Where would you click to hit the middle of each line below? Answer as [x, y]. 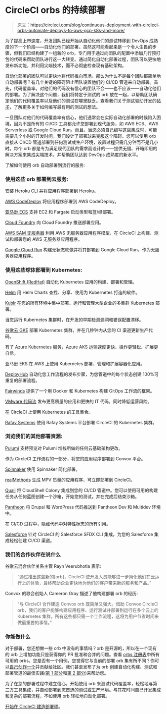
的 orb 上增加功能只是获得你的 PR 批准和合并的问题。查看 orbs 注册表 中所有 [82, 655]
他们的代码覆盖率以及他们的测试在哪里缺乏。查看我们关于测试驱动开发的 [83, 101]
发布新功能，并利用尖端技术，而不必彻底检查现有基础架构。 [66, 65]
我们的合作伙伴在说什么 [33, 554]
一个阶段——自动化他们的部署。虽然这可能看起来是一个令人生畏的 [85, 47]
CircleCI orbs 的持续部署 [55, 10]
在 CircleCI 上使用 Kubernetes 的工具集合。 [49, 412]
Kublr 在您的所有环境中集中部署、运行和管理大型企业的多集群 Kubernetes [80, 303]
